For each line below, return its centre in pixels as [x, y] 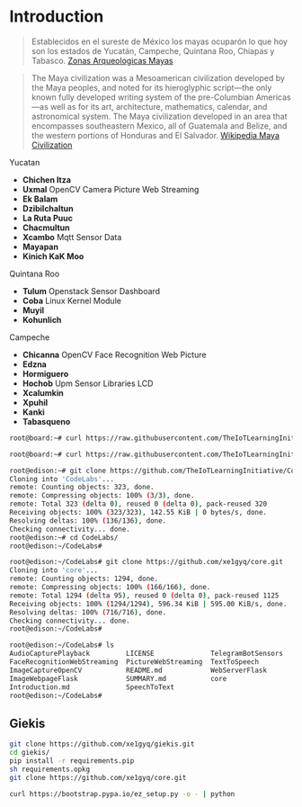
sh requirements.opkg [50, 769]
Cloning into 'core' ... [54, 570]
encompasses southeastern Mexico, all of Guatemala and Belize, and [159, 126]
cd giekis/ [30, 753]
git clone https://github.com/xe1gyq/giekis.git [102, 744]
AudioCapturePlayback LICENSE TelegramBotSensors [146, 654]
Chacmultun [46, 228]
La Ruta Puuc [48, 218]
